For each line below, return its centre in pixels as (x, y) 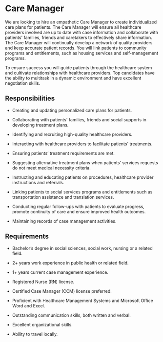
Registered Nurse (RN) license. (43, 282)
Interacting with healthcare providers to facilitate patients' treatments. (82, 144)
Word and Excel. (29, 305)
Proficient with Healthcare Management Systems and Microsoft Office (83, 301)
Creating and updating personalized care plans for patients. (72, 110)
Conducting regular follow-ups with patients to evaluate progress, (78, 206)
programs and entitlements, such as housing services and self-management (82, 53)
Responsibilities (30, 99)
